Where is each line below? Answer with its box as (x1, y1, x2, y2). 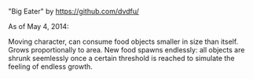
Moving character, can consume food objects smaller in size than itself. (8, 37, 239, 46)
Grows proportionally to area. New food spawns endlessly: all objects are (8, 45, 245, 54)
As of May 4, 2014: (8, 22, 69, 31)
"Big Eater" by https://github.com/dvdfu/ (8, 7, 140, 16)
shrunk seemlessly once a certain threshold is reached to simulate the (8, 54, 235, 63)
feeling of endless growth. (8, 62, 93, 71)
